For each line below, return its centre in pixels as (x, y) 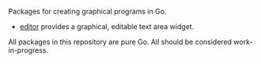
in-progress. (28, 50)
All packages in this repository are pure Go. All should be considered (120, 42)
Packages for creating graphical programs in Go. (87, 11)
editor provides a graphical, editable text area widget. (107, 26)
